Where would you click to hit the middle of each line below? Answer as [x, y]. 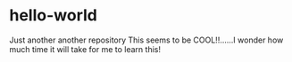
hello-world [54, 15]
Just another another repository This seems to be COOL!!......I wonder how [146, 40]
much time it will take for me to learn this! [85, 49]
